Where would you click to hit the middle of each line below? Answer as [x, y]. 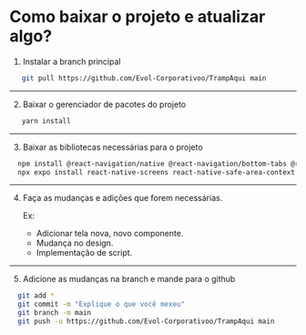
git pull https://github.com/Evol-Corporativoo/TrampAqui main [144, 78]
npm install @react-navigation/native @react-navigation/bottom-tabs [152, 163]
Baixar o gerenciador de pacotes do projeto [104, 104]
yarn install [46, 120]
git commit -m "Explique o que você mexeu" [101, 304]
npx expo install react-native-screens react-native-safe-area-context [157, 172]
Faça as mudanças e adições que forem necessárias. [122, 198]
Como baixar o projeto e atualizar [138, 17]
